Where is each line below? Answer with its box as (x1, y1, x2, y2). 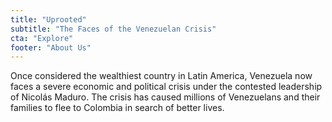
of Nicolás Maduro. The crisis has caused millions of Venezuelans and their (10, 91, 321, 103)
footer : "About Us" (10, 42, 92, 53)
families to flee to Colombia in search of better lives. (10, 102, 225, 114)
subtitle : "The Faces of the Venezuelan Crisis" (10, 24, 217, 34)
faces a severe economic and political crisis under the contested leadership (10, 81, 323, 93)
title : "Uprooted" (10, 14, 87, 25)
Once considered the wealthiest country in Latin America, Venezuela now (10, 70, 313, 82)
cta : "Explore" (10, 33, 74, 43)
